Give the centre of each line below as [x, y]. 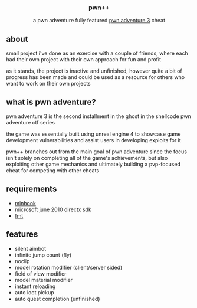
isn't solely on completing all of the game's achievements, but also [87, 158]
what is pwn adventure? [51, 102]
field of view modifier [40, 273]
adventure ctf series [30, 122]
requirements [32, 189]
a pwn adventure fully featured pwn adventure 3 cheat [99, 21]
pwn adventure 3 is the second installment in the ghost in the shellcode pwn [99, 116]
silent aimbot [30, 248]
